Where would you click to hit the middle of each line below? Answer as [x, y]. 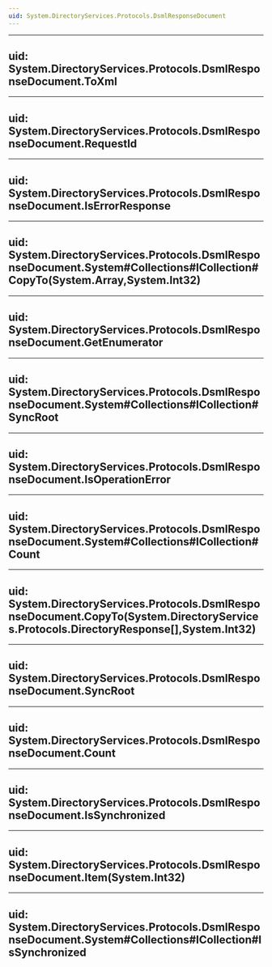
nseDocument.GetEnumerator [86, 343]
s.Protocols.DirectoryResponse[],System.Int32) [132, 629]
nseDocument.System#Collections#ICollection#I [135, 939]
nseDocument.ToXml [63, 82]
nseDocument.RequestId [73, 144]
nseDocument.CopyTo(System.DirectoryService [134, 616]
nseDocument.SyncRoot [72, 691]
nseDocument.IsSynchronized [87, 815]
